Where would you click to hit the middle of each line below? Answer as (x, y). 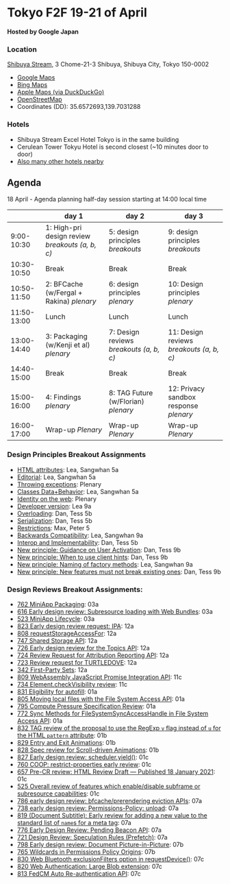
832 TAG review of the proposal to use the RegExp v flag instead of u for (119, 728)
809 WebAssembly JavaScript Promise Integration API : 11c (100, 677)
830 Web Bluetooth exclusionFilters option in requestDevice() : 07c (111, 859)
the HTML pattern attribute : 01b (62, 735)
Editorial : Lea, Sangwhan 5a (56, 477)
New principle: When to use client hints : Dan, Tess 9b (92, 557)
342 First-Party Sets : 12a (52, 670)
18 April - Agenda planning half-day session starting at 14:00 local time (107, 199)
